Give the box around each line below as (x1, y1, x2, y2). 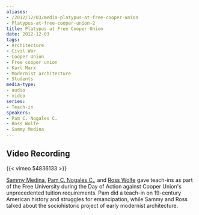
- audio (6, 87, 26, 93)
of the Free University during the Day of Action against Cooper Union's (6, 182, 182, 190)
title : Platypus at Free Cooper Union (6, 25, 103, 32)
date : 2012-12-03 (6, 31, 50, 37)
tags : (6, 37, 20, 43)
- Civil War (6, 48, 36, 54)
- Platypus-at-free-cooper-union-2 (6, 20, 96, 26)
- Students (6, 76, 34, 82)
